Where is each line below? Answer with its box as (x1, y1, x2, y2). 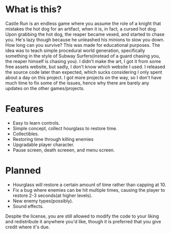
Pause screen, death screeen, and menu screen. (12, 147, 115, 153)
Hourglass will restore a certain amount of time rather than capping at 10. (12, 182, 166, 188)
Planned (5, 165, 41, 177)
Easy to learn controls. (12, 120, 60, 126)
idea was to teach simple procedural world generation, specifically (5, 47, 145, 53)
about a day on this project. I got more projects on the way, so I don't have (5, 74, 162, 80)
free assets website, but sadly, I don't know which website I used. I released (5, 64, 165, 70)
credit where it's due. (5, 224, 50, 230)
